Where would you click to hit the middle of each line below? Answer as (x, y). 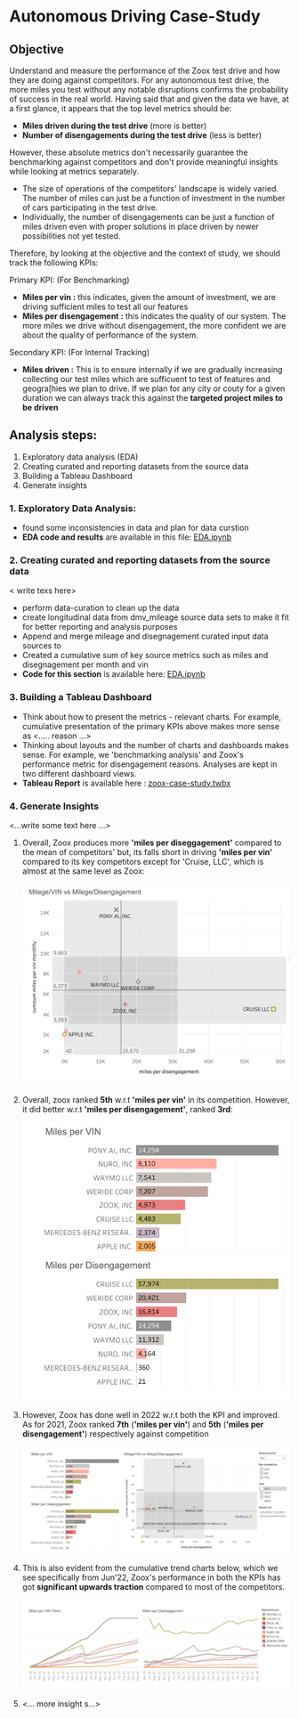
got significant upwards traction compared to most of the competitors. (153, 1586)
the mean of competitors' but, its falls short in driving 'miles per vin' (147, 852)
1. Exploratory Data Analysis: (73, 508)
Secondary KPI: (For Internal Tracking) (80, 352)
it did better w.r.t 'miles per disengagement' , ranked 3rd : (127, 1109)
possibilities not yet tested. (71, 236)
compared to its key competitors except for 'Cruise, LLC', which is (143, 862)
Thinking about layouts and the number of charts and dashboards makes (155, 745)
